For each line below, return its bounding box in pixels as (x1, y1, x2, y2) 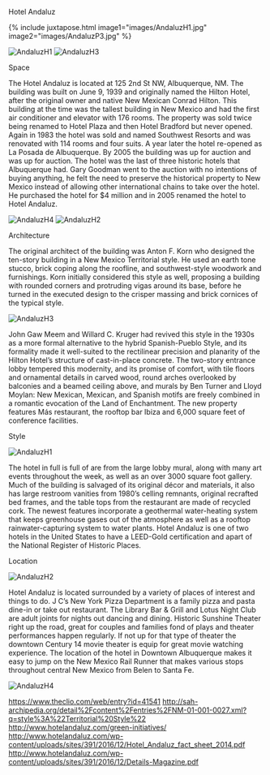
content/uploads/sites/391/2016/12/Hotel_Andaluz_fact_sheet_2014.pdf (8, 740, 246, 749)
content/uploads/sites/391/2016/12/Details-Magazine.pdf (8, 757, 199, 766)
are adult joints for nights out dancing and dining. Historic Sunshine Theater (8, 614, 261, 623)
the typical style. (8, 298, 64, 308)
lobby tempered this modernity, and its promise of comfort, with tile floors (8, 364, 255, 373)
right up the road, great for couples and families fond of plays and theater (8, 622, 254, 631)
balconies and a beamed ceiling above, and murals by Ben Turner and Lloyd (8, 381, 262, 390)
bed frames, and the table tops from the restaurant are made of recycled (8, 497, 251, 506)
